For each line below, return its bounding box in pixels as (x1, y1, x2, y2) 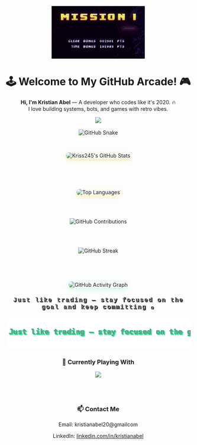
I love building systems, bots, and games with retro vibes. (28, 105, 169, 112)
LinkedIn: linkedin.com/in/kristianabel (53, 432, 144, 439)
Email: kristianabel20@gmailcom (58, 421, 138, 428)
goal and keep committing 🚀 (41, 303, 156, 310)
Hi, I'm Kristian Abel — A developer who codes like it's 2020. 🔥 (20, 98, 176, 105)
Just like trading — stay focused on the (12, 296, 184, 304)
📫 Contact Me (77, 405, 120, 414)
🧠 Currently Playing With (62, 358, 135, 366)
